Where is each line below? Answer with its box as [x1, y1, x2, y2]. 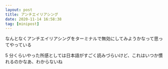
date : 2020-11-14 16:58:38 [5, 16, 62, 21]
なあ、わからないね [22, 58, 63, 65]
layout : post [5, 7, 33, 12]
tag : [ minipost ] [5, 21, 39, 26]
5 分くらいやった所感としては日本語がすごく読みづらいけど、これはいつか [5, 52, 158, 58]
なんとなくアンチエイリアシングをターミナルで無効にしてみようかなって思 [5, 35, 159, 41]
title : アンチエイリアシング [5, 12, 59, 17]
